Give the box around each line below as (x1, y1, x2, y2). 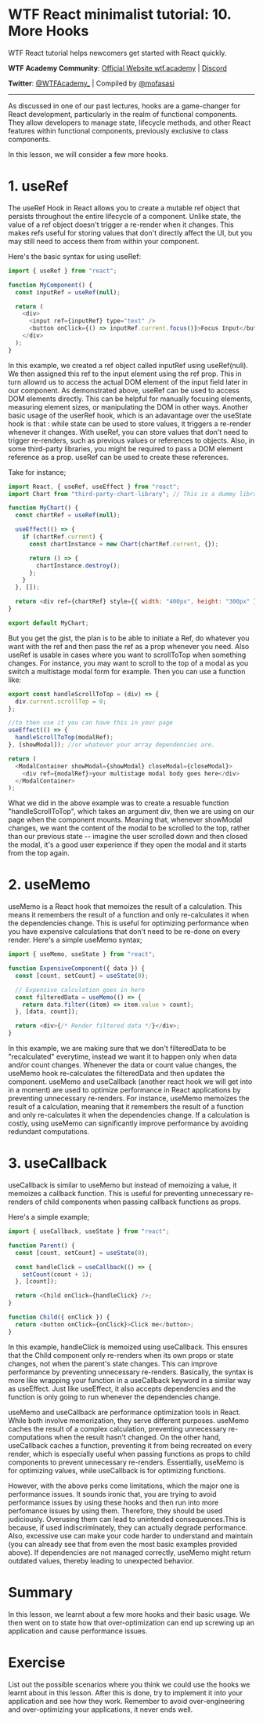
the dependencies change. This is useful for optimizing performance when (8, 918, 249, 928)
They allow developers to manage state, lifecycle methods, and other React (8, 118, 251, 127)
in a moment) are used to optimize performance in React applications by (8, 1085, 241, 1095)
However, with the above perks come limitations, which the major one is (8, 1481, 240, 1490)
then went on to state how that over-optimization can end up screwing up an (8, 1618, 254, 1627)
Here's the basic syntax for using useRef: (8, 251, 142, 261)
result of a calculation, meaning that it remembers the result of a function (8, 1102, 244, 1111)
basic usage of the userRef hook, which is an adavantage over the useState (8, 410, 252, 420)
